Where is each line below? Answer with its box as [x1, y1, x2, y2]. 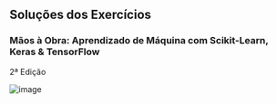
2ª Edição [9, 66, 46, 77]
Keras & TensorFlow [9, 45, 100, 58]
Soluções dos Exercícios [9, 7, 152, 23]
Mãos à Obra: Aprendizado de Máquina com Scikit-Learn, [9, 34, 269, 47]
